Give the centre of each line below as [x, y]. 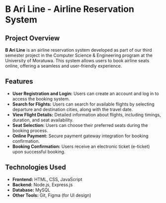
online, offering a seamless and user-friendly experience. [64, 66]
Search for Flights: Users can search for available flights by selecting [83, 104]
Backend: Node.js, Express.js [42, 185]
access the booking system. [41, 99]
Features [19, 81]
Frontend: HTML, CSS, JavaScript [47, 179]
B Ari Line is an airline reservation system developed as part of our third [79, 50]
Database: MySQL [31, 190]
